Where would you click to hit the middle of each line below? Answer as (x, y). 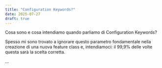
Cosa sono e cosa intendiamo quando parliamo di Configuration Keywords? (81, 33)
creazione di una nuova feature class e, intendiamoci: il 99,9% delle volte (79, 47)
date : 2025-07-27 (23, 14)
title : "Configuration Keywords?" (40, 9)
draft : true (17, 18)
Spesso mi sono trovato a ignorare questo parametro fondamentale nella (78, 42)
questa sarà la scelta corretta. (35, 52)
